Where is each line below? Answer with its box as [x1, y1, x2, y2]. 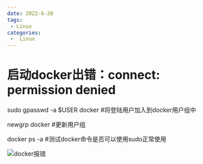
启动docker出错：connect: [7, 67, 160, 83]
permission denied [7, 82, 116, 98]
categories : [7, 29, 41, 36]
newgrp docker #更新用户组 [7, 121, 86, 129]
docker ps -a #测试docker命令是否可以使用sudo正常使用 [7, 135, 167, 143]
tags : [7, 16, 23, 23]
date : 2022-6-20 [7, 10, 53, 17]
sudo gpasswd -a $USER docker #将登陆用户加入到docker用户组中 [7, 106, 197, 114]
